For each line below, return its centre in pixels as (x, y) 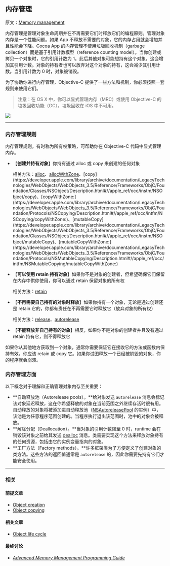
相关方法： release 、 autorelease (46, 320)
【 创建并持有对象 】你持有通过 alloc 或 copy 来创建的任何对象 (76, 164)
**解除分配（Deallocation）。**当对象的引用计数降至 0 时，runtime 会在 (87, 429)
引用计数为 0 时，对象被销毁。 (50, 71)
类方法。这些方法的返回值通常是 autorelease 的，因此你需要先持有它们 (86, 454)
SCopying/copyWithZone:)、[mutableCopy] (58, 219)
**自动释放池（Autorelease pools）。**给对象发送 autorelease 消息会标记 (88, 397)
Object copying (28, 510)
